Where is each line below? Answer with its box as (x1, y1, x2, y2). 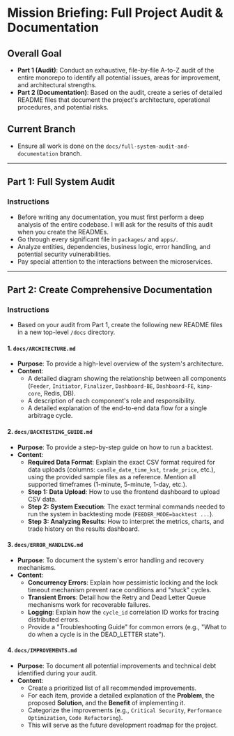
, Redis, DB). (40, 389, 76, 398)
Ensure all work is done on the (17, 142, 104, 150)
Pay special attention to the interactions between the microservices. (17, 257, 213, 266)
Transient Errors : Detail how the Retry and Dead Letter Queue (27, 593, 206, 601)
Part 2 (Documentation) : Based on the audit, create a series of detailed (17, 89, 223, 96)
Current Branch (7, 123, 76, 135)
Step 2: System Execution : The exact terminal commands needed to (27, 502, 225, 511)
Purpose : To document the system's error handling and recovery (17, 556, 204, 564)
